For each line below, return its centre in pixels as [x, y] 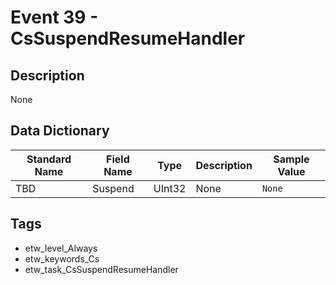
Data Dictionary [60, 131]
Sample [291, 159]
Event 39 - [54, 17]
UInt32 [170, 188]
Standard [49, 159]
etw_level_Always [61, 248]
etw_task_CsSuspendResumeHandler [101, 269]
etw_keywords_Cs [62, 258]
